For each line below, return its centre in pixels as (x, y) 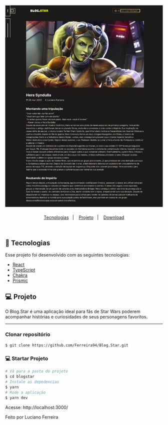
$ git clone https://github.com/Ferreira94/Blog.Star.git (67, 345)
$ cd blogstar (20, 377)
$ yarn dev (16, 397)
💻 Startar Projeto (27, 358)
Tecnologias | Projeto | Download (84, 217)
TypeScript (24, 270)
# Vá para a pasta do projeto (37, 371)
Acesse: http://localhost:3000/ (37, 407)
